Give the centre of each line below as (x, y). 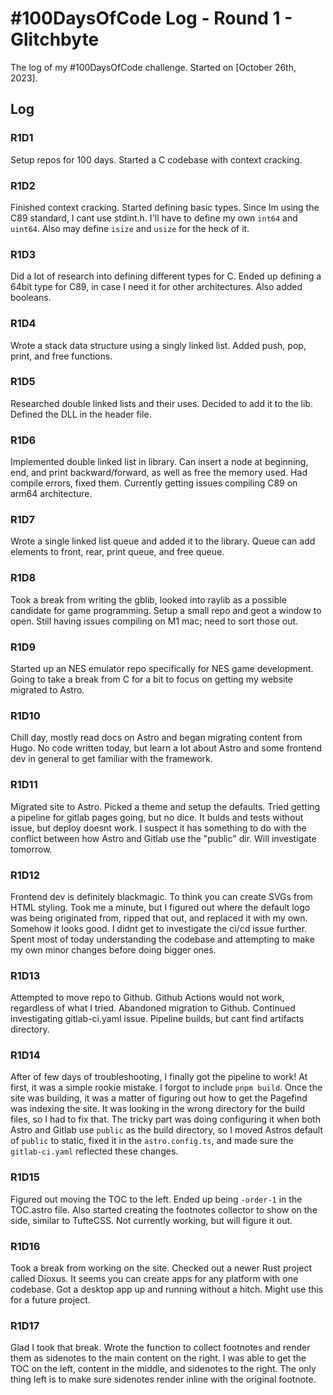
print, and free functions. (61, 356)
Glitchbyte (55, 39)
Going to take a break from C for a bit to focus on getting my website (152, 679)
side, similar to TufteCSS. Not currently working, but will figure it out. (151, 1220)
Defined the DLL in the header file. (81, 414)
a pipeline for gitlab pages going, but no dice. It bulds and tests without (157, 817)
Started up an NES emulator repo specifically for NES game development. (162, 668)
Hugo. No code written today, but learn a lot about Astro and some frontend (166, 748)
